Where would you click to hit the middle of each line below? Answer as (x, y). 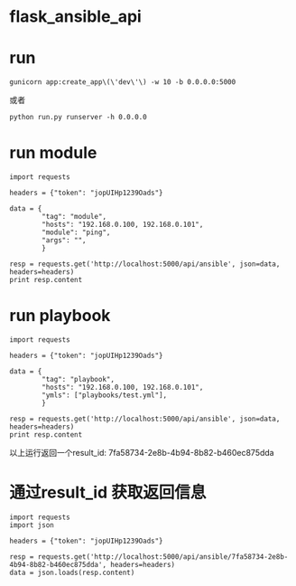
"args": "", (65, 241)
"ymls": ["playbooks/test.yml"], (105, 395)
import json (32, 525)
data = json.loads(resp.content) (72, 572)
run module (53, 153)
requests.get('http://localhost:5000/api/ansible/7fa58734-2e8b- (163, 557)
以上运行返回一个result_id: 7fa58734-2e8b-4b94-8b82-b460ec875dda (142, 453)
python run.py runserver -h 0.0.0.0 (78, 118)
